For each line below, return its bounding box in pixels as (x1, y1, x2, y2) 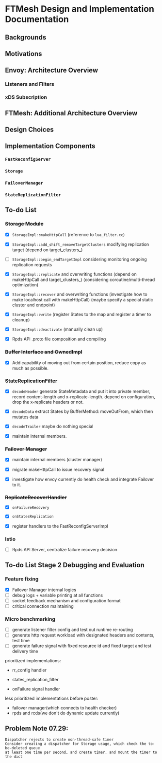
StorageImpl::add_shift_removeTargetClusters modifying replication (12, 241, 149, 247)
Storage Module (5, 221, 44, 227)
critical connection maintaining (12, 603, 74, 609)
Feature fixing (5, 576, 39, 582)
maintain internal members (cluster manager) (12, 457, 103, 463)
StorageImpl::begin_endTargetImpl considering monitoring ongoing (12, 256, 147, 262)
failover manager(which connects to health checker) (12, 705, 117, 711)
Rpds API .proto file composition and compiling (12, 336, 106, 342)
